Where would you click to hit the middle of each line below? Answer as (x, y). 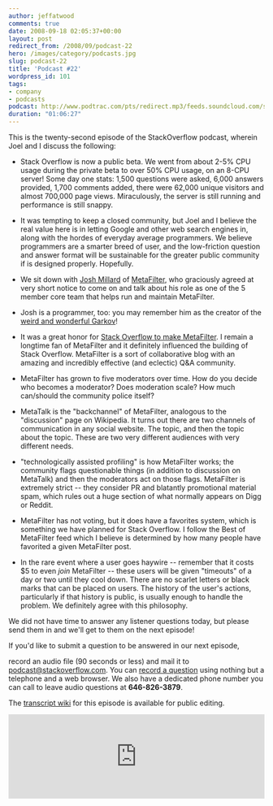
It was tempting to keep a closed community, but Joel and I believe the (139, 221)
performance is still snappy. (67, 205)
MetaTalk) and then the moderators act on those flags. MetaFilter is (133, 479)
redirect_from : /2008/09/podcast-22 (70, 46)
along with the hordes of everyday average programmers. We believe (136, 238)
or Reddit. (37, 505)
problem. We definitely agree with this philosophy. (104, 605)
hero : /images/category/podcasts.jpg (72, 54)
